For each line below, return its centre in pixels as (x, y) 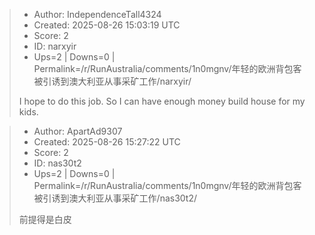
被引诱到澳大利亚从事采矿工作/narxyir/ (112, 81)
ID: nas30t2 (57, 163)
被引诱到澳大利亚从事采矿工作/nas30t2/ (115, 198)
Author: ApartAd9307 (78, 131)
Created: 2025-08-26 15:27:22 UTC (107, 142)
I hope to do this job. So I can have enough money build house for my (162, 101)
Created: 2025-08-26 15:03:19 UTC (107, 25)
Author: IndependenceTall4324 (97, 14)
